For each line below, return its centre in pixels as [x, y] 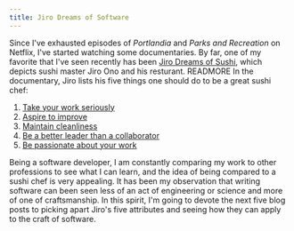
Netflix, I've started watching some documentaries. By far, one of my [135, 52]
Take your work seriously [69, 107]
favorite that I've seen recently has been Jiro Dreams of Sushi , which [136, 61]
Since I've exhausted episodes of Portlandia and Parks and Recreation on [145, 43]
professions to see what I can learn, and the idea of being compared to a [143, 171]
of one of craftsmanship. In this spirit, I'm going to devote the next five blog [147, 200]
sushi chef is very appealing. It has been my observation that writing [135, 181]
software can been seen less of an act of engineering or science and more [146, 190]
